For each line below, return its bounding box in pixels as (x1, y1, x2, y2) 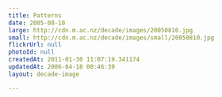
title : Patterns (8, 11, 62, 20)
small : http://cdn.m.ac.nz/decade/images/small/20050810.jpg (8, 33, 215, 42)
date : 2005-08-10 (8, 19, 66, 27)
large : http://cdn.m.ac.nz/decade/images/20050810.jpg (8, 26, 193, 34)
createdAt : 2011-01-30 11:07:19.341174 (8, 56, 140, 64)
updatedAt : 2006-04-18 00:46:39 (8, 63, 115, 71)
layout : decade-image (8, 70, 80, 78)
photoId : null (8, 48, 55, 56)
